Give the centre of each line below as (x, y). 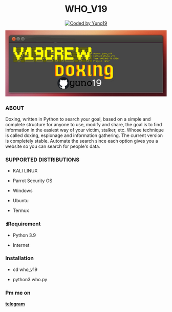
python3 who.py (30, 279)
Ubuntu (21, 201)
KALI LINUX (25, 171)
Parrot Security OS (33, 181)
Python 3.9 (24, 235)
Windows (23, 191)
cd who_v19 (25, 269)
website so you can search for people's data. (53, 146)
